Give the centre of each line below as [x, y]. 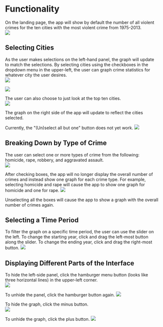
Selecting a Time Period [42, 220]
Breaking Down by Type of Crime [56, 143]
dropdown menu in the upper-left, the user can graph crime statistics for [78, 69]
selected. [14, 118]
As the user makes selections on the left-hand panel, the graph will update [80, 59]
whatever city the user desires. [36, 75]
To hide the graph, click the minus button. [47, 304]
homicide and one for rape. [32, 190]
